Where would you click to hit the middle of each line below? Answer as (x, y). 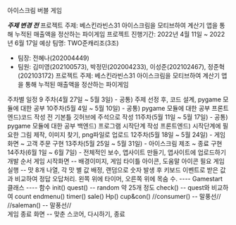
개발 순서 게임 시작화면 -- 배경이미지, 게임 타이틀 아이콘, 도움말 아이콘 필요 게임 (116, 161)
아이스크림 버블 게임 (35, 10)
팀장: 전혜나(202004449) (53, 58)
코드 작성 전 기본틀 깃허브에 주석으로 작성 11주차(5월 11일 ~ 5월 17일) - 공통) (124, 117)
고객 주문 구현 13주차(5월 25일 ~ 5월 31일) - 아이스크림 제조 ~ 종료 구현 (124, 144)
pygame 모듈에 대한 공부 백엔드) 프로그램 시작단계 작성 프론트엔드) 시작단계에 (114, 126)
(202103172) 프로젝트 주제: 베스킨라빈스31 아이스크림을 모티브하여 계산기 (119, 75)
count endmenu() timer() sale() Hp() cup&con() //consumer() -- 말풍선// (118, 196)
